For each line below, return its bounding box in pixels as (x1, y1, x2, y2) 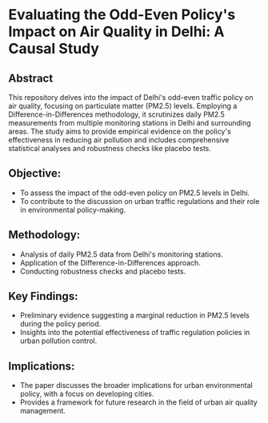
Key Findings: (8, 289, 78, 303)
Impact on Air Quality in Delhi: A (8, 22, 225, 41)
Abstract (8, 71, 54, 85)
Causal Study (8, 40, 100, 58)
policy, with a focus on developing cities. (19, 389, 154, 399)
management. (19, 406, 66, 416)
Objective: (8, 166, 62, 181)
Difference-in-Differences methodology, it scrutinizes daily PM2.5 (8, 110, 226, 119)
